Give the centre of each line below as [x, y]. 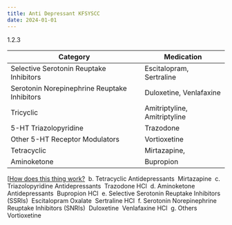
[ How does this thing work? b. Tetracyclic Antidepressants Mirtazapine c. [114, 178]
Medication [183, 57]
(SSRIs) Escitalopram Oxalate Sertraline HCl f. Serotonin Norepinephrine [112, 200]
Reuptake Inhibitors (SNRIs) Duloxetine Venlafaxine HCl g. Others [102, 208]
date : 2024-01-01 [32, 20]
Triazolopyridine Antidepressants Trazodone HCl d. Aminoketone [101, 186]
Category [74, 57]
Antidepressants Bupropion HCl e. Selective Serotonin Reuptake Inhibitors [114, 193]
